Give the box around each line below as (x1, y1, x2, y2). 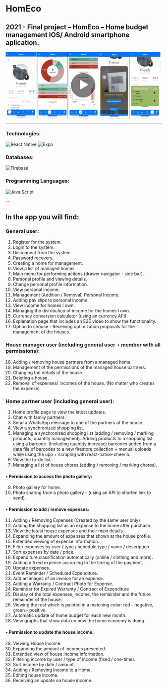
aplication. (5, 38, 39, 47)
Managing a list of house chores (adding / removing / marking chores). (12, 462, 158, 468)
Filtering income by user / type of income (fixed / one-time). (12, 656, 136, 662)
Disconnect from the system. (12, 250, 72, 256)
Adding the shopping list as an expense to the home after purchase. (12, 523, 152, 529)
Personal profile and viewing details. (12, 276, 87, 282)
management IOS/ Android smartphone (5, 30, 130, 39)
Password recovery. (12, 255, 54, 261)
